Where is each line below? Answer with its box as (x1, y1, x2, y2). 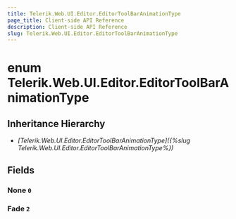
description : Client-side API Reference (7, 23, 128, 30)
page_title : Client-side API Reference (7, 17, 125, 24)
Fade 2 (7, 204, 30, 214)
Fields (7, 164, 35, 176)
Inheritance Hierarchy (7, 117, 106, 130)
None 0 (7, 185, 32, 195)
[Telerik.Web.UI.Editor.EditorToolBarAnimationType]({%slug (17, 136, 191, 145)
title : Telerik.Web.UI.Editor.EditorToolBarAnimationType (7, 10, 181, 18)
